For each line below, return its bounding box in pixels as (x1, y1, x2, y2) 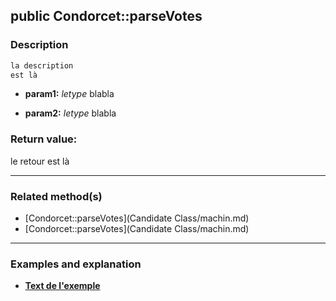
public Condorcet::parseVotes (10, 8, 203, 25)
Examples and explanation (10, 257, 142, 271)
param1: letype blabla (24, 88, 115, 100)
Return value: (10, 132, 78, 146)
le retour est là (10, 155, 70, 167)
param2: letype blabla (24, 107, 117, 119)
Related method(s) (10, 189, 103, 203)
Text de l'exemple (24, 280, 101, 292)
